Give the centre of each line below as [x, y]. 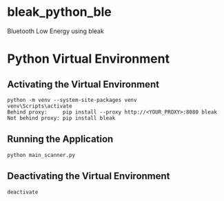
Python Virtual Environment [89, 59]
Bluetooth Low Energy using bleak [56, 31]
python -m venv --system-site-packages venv [72, 100]
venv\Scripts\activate [40, 106]
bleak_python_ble [59, 12]
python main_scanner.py [41, 155]
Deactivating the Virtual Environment [89, 176]
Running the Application [60, 139]
